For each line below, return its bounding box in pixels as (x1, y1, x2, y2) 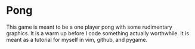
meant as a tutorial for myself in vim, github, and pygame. (6, 36, 148, 43)
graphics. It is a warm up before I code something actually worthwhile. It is (6, 29, 190, 36)
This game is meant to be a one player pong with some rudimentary (6, 23, 172, 30)
